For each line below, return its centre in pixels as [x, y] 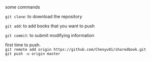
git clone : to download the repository [44, 16]
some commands [23, 7]
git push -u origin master [33, 54]
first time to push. [23, 45]
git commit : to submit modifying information [50, 35]
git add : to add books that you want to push [50, 26]
